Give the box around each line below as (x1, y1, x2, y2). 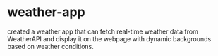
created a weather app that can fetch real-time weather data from (7, 27, 199, 36)
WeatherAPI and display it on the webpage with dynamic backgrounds (7, 34, 212, 43)
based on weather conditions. (7, 42, 94, 50)
